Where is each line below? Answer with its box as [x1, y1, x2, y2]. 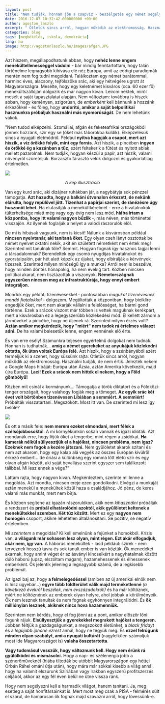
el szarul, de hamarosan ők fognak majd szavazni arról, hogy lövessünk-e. [5, 693, 156, 699]
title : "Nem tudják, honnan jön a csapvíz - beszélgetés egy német [5, 12, 146, 17]
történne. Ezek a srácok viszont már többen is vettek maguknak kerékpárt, [5, 307, 156, 313]
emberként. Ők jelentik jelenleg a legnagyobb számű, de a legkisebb [5, 561, 143, 567]
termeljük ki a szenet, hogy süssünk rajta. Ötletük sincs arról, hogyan [5, 353, 145, 359]
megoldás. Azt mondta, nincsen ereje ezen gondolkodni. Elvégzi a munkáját [5, 479, 158, 485]
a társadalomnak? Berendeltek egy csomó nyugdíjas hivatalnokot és [5, 251, 143, 256]
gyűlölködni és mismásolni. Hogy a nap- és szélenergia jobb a [5, 652, 133, 658]
